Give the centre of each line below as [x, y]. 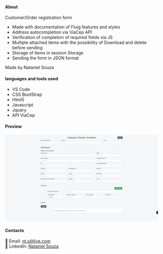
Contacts [15, 230]
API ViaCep [23, 115]
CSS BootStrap [27, 94]
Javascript [23, 105]
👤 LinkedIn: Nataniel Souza [32, 246]
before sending [27, 48]
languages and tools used [32, 78]
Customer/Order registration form [39, 18]
